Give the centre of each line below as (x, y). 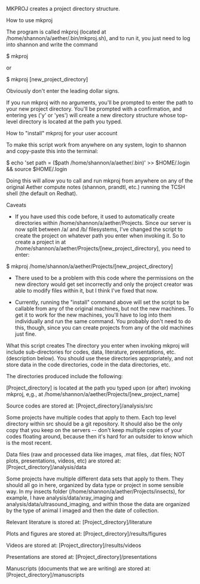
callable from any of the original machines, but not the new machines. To (104, 308)
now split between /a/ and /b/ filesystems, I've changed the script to (99, 229)
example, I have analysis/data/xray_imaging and (65, 498)
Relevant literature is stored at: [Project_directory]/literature (79, 522)
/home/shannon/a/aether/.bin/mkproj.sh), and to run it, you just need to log (98, 38)
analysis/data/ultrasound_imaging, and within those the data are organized (98, 504)
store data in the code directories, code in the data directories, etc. (88, 365)
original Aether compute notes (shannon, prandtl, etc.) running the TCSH (96, 187)
